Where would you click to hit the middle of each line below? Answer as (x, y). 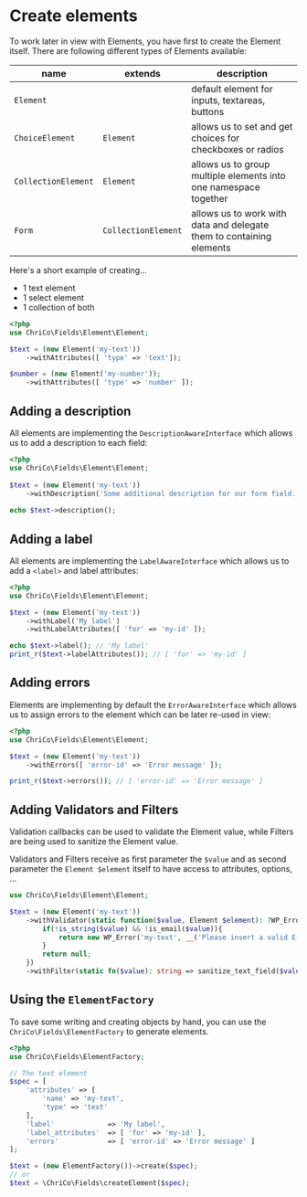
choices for (216, 138)
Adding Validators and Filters (94, 810)
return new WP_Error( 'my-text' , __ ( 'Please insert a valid (173, 937)
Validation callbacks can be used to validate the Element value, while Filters (152, 832)
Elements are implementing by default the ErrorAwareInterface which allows (153, 704)
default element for (233, 89)
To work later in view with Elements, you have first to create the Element (145, 41)
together (210, 198)
